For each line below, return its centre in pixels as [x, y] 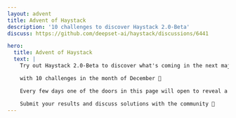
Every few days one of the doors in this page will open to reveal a [124, 91]
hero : [15, 46]
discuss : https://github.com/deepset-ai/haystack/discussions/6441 [108, 33]
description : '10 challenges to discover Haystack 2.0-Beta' [99, 27]
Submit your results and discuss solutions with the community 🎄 [118, 104]
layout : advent [29, 14]
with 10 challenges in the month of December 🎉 [91, 78]
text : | [25, 59]
